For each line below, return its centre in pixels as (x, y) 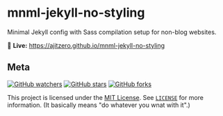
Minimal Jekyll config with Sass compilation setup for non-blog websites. (112, 32)
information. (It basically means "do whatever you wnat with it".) (99, 105)
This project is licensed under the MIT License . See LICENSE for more (105, 97)
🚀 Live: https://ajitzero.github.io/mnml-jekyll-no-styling (86, 45)
